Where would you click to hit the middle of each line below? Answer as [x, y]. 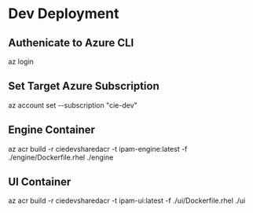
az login [21, 61]
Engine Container [52, 130]
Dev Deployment [64, 14]
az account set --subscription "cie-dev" [73, 105]
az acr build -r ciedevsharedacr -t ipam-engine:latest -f [98, 149]
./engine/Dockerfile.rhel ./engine [61, 157]
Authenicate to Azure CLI [71, 43]
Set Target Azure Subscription [84, 86]
